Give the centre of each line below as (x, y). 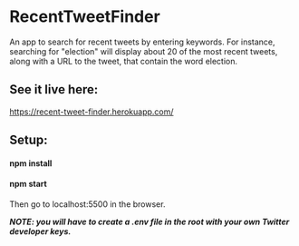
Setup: (29, 140)
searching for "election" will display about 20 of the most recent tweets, (144, 51)
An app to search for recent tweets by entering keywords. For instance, (142, 42)
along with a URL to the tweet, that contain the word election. (124, 61)
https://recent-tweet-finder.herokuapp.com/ (92, 112)
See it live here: (54, 89)
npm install (31, 163)
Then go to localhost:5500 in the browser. (87, 204)
